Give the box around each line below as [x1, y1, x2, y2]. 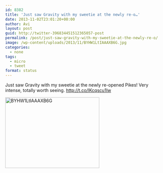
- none [10, 49, 24, 54]
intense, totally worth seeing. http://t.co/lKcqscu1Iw [5, 88, 111, 93]
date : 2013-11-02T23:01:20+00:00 [5, 17, 75, 22]
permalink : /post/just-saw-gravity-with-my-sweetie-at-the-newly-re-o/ [5, 36, 158, 41]
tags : [5, 54, 17, 59]
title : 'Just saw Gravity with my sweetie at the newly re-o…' [5, 12, 140, 17]
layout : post [5, 26, 33, 31]
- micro [10, 59, 26, 64]
